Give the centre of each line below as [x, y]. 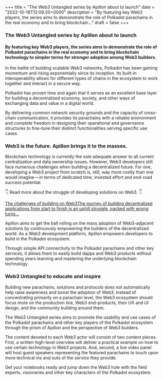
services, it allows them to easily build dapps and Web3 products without [78, 253]
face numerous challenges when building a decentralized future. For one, [79, 167]
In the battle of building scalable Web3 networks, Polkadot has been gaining [81, 68]
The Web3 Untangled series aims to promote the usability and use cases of [81, 317]
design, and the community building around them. [55, 308]
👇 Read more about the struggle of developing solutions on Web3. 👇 [74, 192]
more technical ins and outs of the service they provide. [61, 358]
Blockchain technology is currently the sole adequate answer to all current [80, 157]
